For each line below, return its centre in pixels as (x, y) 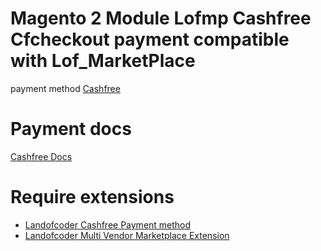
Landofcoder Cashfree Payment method (108, 224)
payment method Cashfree (65, 88)
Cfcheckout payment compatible (150, 39)
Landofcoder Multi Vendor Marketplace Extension (127, 235)
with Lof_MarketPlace (103, 61)
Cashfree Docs (41, 156)
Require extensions (92, 197)
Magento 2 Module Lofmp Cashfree (161, 18)
